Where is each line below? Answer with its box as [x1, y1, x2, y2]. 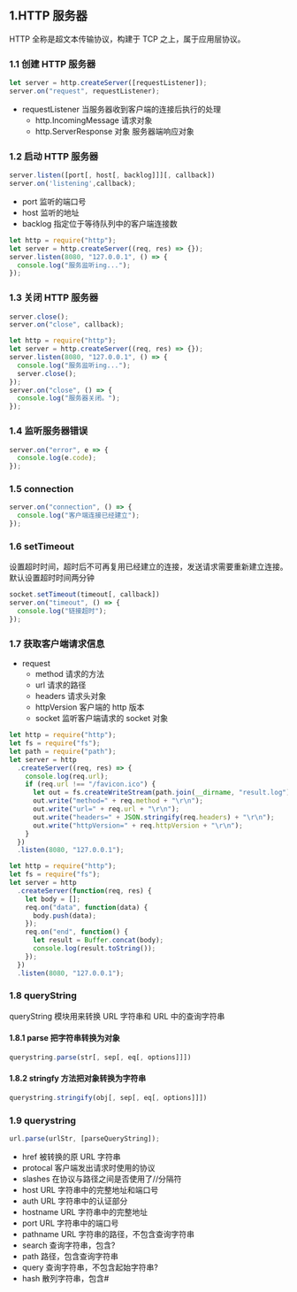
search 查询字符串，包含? [21, 1240, 116, 1250]
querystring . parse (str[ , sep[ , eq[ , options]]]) [9, 1053, 192, 1062]
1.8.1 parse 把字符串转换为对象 [9, 1033, 121, 1043]
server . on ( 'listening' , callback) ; [9, 180, 137, 188]
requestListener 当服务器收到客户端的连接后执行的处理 [21, 104, 221, 114]
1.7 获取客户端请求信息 [9, 637, 105, 650]
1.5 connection [9, 483, 74, 496]
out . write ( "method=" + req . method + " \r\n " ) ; [32, 796, 203, 805]
